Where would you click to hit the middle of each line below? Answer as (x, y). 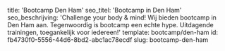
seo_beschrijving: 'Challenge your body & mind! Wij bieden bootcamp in (112, 17)
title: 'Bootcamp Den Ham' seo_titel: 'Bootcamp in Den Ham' (95, 10)
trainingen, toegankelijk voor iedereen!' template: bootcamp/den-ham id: (113, 32)
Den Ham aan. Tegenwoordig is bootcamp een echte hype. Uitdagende (110, 25)
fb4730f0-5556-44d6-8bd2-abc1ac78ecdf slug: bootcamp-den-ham (108, 40)
